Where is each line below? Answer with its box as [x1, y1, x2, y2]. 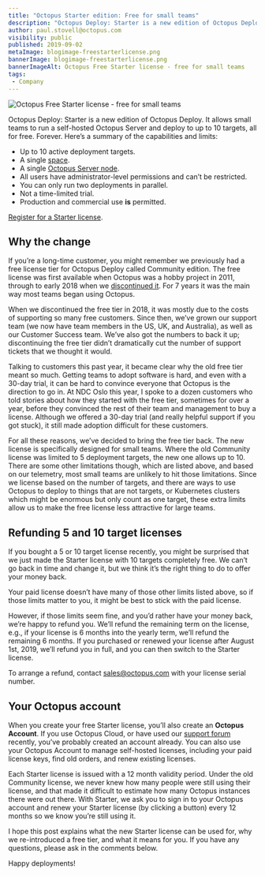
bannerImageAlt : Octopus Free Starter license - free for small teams [8, 63, 245, 71]
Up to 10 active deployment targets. [19, 147, 136, 156]
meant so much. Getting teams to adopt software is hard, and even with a [8, 370, 247, 380]
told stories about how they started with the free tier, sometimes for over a [8, 395, 250, 405]
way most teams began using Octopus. [8, 290, 136, 299]
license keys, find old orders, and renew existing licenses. [8, 754, 196, 763]
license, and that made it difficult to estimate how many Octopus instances [8, 786, 251, 796]
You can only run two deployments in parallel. [19, 180, 168, 189]
